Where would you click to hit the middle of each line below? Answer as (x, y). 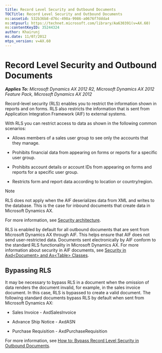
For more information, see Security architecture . (53, 220)
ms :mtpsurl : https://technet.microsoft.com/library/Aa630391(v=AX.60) (78, 23)
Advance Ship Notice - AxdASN (44, 321)
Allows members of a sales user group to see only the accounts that (80, 138)
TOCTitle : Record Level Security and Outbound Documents (64, 14)
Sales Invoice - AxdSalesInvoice (44, 312)
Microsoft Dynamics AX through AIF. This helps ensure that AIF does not (77, 235)
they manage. (26, 143)
